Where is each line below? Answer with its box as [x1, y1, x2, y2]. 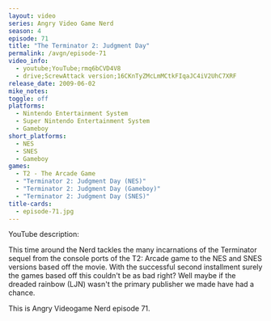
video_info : [8, 57, 49, 65]
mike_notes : [8, 87, 49, 95]
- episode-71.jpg [15, 207, 74, 215]
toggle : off [8, 95, 49, 103]
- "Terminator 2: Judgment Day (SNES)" [15, 192, 150, 201]
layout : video [8, 11, 57, 20]
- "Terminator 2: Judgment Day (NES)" [15, 177, 147, 186]
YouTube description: [8, 230, 79, 239]
